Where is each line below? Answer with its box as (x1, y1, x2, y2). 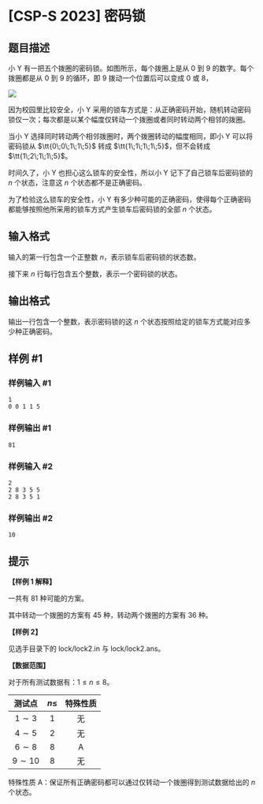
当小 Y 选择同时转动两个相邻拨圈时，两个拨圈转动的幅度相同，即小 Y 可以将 (8, 132, 254, 140)
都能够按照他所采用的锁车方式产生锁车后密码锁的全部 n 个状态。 (8, 204, 217, 214)
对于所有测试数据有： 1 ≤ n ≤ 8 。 (8, 678, 114, 687)
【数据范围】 (8, 660, 50, 671)
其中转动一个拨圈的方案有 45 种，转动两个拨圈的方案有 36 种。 (8, 611, 213, 620)
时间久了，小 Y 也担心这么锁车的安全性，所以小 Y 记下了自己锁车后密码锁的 (8, 168, 254, 178)
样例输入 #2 (8, 461, 54, 472)
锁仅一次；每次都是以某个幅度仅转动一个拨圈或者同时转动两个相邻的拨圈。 (8, 115, 250, 124)
